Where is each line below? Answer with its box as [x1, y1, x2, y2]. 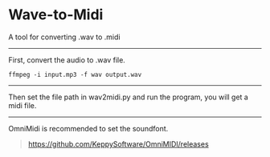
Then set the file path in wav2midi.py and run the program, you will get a [8, 92, 249, 102]
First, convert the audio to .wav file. [8, 54, 126, 65]
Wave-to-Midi [8, 6, 104, 24]
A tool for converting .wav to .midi [8, 32, 121, 42]
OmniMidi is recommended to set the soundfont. [8, 123, 169, 133]
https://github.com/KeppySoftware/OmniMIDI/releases [27, 139, 209, 149]
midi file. [8, 100, 37, 110]
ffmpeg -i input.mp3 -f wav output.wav [8, 70, 142, 78]
